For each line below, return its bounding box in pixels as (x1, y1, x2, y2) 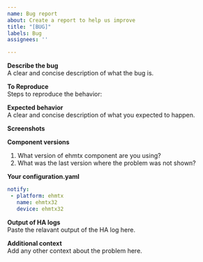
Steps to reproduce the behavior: (7, 90, 103, 99)
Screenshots (7, 124, 45, 133)
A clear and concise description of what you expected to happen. (7, 111, 195, 119)
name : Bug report (7, 10, 58, 17)
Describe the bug (7, 61, 59, 70)
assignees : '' (7, 36, 49, 43)
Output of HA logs (7, 218, 61, 226)
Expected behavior (7, 103, 63, 112)
